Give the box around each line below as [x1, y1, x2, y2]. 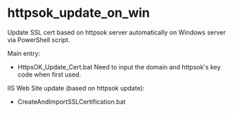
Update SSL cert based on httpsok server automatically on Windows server [7, 28, 226, 36]
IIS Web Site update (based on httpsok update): [7, 84, 145, 92]
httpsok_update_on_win [7, 5, 150, 21]
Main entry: [7, 49, 41, 58]
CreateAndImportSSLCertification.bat [17, 97, 126, 106]
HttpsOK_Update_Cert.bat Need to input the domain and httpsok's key [17, 62, 221, 71]
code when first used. [17, 70, 82, 79]
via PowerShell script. [7, 35, 70, 44]
